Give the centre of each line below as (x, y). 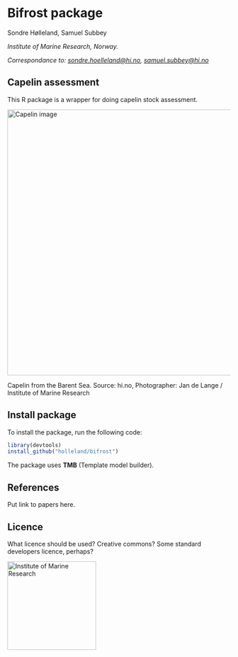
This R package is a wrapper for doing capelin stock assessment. (103, 99)
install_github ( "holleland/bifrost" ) (63, 451)
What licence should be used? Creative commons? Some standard (104, 544)
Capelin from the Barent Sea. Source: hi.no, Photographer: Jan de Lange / (115, 385)
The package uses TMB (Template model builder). (81, 465)
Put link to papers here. (41, 505)
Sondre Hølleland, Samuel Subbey (57, 33)
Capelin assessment (53, 83)
